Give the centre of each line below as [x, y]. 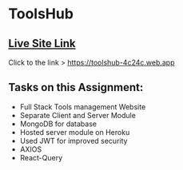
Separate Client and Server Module [78, 115]
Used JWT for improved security [74, 140]
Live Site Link [42, 43]
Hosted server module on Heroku [75, 132]
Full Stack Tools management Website [83, 107]
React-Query [41, 157]
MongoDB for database [58, 124]
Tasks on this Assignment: [76, 87]
